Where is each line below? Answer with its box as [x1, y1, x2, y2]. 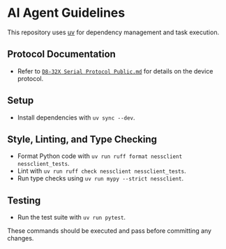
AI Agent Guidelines [7, 5, 126, 21]
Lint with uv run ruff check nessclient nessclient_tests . [17, 166, 186, 176]
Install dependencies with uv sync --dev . [17, 113, 135, 122]
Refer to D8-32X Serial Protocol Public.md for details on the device [17, 66, 213, 75]
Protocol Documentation [7, 48, 116, 60]
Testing [7, 194, 41, 206]
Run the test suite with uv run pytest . [17, 213, 126, 222]
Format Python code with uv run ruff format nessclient [17, 152, 183, 160]
